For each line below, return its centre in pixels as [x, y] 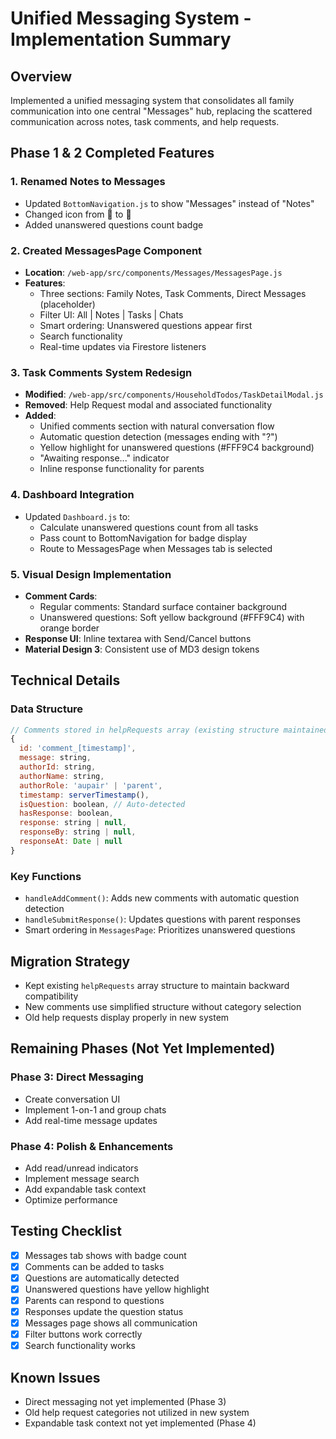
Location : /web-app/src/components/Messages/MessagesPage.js [153, 272]
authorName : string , [62, 776]
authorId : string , [58, 767]
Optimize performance [71, 1199]
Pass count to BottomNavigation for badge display [143, 538]
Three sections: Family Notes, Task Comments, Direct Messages [173, 293]
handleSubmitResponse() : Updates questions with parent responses [162, 919]
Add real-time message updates [91, 1120]
